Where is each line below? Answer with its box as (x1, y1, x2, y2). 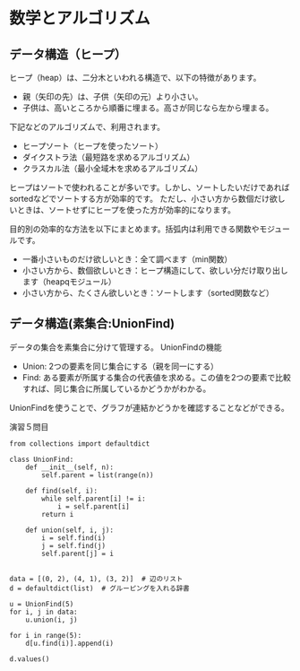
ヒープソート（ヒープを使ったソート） (21, 141, 164, 151)
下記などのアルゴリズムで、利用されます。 (9, 122, 166, 132)
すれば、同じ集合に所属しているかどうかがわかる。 (21, 383, 211, 394)
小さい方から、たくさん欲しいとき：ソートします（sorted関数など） (21, 288, 275, 298)
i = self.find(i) (41, 533, 106, 543)
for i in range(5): (9, 631, 82, 640)
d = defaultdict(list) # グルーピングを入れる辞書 (9, 584, 190, 593)
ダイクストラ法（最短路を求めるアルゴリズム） (21, 152, 195, 162)
